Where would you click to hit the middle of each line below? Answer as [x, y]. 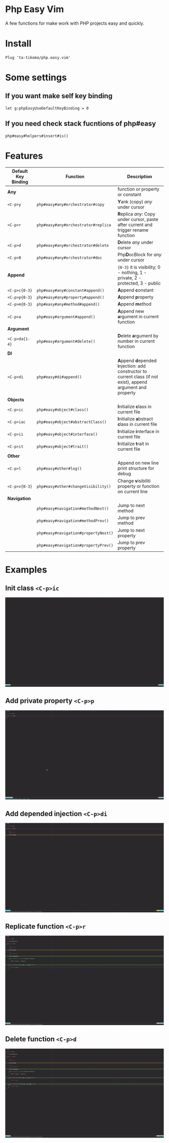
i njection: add [132, 366]
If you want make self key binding [59, 96]
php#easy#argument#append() [66, 317]
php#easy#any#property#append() [71, 298]
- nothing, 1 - [132, 272]
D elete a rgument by [138, 336]
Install [18, 44]
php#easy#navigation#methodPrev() [73, 521]
